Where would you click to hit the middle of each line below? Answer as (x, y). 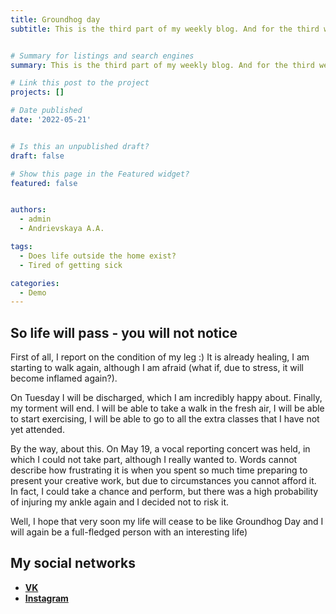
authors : (28, 210)
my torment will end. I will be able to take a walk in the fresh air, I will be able (167, 408)
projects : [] (37, 92)
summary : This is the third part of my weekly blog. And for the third (162, 65)
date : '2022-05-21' (51, 120)
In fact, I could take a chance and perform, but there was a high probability (164, 492)
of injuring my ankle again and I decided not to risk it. (119, 502)
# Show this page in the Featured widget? (100, 174)
